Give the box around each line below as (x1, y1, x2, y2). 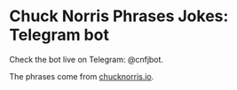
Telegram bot (9, 25, 109, 45)
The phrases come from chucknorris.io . (9, 71, 154, 81)
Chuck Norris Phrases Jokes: (9, 6, 229, 26)
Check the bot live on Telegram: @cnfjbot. (9, 54, 164, 64)
